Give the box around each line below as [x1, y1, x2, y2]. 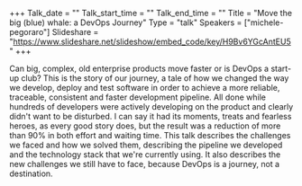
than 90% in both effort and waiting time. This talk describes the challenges [9, 130, 291, 140]
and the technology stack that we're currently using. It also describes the [9, 149, 281, 160]
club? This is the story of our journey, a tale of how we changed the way [21, 73, 289, 84]
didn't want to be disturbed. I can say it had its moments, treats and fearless [9, 111, 292, 121]
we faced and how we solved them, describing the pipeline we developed [9, 139, 283, 150]
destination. [9, 168, 53, 179]
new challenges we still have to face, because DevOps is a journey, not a [9, 159, 280, 169]
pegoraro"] [9, 27, 50, 37]
